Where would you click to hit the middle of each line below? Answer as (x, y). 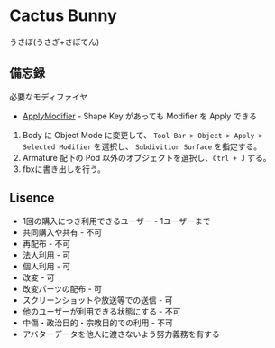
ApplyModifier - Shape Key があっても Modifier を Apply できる (139, 116)
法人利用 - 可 (46, 255)
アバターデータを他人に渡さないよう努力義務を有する (121, 334)
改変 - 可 (39, 277)
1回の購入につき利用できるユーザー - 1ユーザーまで (116, 221)
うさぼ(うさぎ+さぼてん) (55, 42)
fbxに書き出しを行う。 (64, 169)
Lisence (32, 198)
